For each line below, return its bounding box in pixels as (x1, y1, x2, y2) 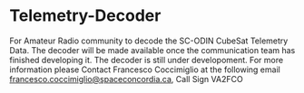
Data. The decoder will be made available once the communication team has (9, 44, 296, 55)
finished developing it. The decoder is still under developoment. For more (9, 54, 284, 65)
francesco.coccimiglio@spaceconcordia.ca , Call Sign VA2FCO (9, 73, 243, 84)
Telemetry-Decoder (9, 5, 162, 26)
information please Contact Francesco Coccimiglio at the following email (9, 64, 281, 75)
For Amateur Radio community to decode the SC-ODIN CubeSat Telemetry (9, 35, 289, 46)
